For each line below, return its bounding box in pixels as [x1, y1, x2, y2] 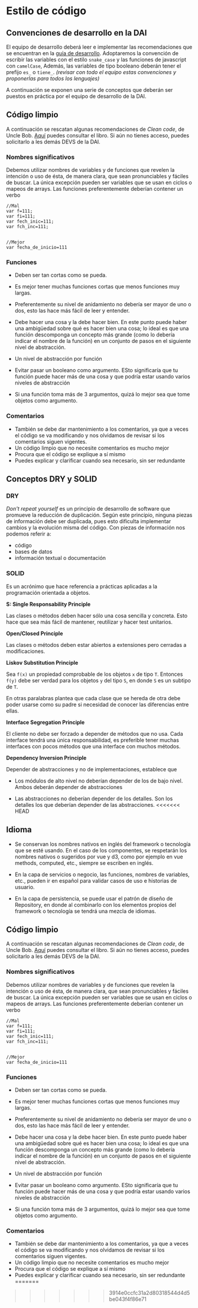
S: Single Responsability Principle [6, 600, 91, 608]
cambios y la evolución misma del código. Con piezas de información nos [6, 524, 185, 531]
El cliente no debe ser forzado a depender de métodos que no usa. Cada [6, 730, 183, 737]
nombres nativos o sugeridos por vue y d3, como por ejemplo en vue [14, 853, 183, 860]
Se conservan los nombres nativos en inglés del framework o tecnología [14, 840, 191, 848]
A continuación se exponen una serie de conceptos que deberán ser [6, 86, 173, 93]
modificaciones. [6, 647, 46, 655]
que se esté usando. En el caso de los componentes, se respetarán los [14, 847, 187, 854]
